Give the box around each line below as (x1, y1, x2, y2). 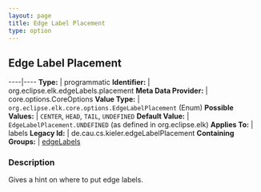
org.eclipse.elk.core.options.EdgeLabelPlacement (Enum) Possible (8, 103, 234, 113)
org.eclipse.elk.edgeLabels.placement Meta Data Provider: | (8, 86, 208, 96)
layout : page (8, 11, 52, 20)
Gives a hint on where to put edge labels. (8, 175, 144, 185)
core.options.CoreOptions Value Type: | (8, 94, 140, 104)
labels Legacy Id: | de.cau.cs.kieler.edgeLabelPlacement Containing (8, 129, 235, 138)
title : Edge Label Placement (8, 19, 106, 27)
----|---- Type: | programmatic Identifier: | (8, 78, 151, 87)
